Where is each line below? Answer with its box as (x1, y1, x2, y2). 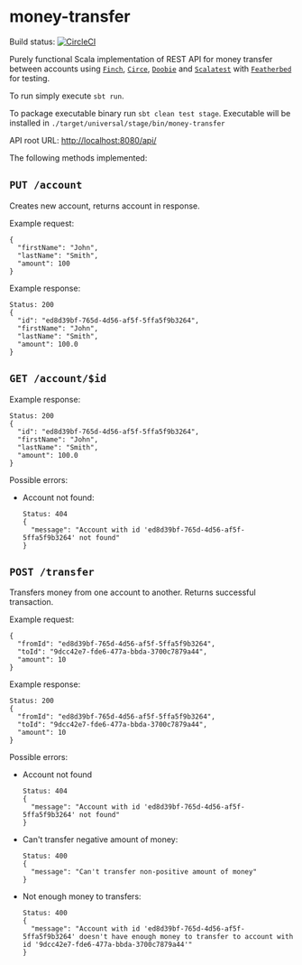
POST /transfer (9, 565, 95, 579)
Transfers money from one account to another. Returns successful (9, 587, 257, 598)
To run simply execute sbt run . (9, 90, 124, 101)
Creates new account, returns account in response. (9, 200, 200, 211)
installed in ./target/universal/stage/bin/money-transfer (9, 117, 225, 128)
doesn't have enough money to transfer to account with (79, 933, 294, 942)
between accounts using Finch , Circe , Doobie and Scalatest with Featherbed (9, 63, 292, 74)
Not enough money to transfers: (22, 891, 142, 902)
